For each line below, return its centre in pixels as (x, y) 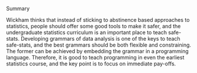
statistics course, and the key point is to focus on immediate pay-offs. (91, 64)
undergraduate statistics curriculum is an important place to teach (87, 32)
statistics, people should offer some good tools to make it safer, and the (93, 26)
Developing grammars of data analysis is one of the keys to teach (100, 39)
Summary (18, 9)
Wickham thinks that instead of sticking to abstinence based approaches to (98, 20)
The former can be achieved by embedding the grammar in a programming (98, 51)
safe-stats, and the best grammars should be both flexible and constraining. (98, 45)
